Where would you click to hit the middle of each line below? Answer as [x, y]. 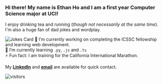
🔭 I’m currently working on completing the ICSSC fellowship [96, 39]
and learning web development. [38, 45]
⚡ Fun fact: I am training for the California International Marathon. [72, 56]
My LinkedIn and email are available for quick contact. [61, 67]
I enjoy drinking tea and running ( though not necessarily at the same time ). [82, 24]
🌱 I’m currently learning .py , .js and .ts [46, 50]
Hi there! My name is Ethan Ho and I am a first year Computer [80, 7]
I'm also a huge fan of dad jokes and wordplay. [53, 30]
